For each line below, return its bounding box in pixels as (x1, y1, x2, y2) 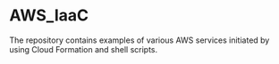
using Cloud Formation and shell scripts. (9, 44, 158, 54)
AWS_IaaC (9, 5, 89, 26)
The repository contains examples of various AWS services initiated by (9, 35, 270, 45)
